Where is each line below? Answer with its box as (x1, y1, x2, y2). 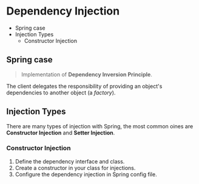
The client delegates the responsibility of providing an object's (6, 82, 163, 90)
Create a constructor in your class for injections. (15, 164, 136, 171)
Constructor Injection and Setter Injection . (6, 129, 115, 136)
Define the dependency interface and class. (15, 157, 125, 165)
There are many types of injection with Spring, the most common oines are (6, 122, 194, 130)
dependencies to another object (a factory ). (6, 89, 116, 96)
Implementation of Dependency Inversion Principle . (21, 71, 153, 78)
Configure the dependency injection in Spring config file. (15, 171, 157, 178)
